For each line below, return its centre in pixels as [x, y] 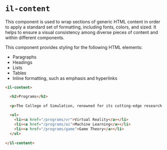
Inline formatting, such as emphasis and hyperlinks [65, 78]
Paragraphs [24, 57]
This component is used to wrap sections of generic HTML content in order [83, 21]
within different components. [35, 37]
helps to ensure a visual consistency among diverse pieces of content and [82, 32]
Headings [22, 62]
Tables [19, 73]
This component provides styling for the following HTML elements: [74, 47]
